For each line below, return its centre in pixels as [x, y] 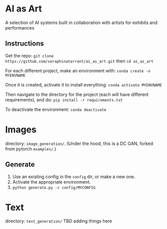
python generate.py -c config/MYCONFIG [54, 187]
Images [21, 129]
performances [20, 27]
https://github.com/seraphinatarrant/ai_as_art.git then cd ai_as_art [79, 61]
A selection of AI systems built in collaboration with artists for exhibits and [81, 22]
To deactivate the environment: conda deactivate [56, 109]
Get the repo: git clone [29, 55]
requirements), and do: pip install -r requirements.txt [64, 99]
